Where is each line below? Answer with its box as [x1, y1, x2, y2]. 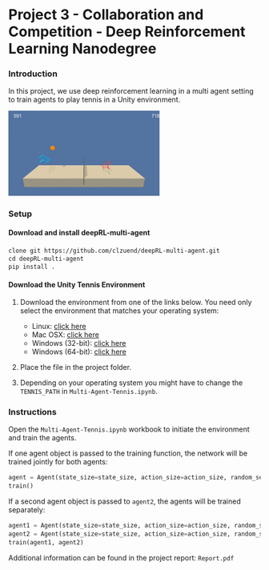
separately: [8, 505, 46, 515]
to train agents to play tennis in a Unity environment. [8, 94, 181, 105]
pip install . [8, 263, 56, 271]
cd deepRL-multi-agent [8, 255, 84, 263]
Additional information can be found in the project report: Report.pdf [8, 552, 235, 562]
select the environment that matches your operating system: [19, 306, 219, 315]
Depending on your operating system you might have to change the [19, 378, 243, 387]
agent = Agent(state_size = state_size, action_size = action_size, [8, 474, 227, 482]
